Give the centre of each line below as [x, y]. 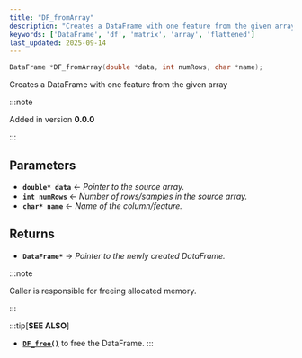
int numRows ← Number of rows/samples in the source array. [135, 196]
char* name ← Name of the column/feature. [102, 206]
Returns [32, 234]
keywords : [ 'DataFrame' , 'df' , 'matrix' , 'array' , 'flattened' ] [132, 34]
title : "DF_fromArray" [52, 18]
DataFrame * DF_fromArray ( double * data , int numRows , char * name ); [136, 67]
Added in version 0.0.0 [52, 120]
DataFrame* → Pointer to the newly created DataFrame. [124, 255]
